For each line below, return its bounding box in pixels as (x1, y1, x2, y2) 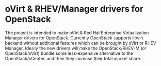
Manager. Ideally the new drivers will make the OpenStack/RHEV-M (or (5, 45, 146, 51)
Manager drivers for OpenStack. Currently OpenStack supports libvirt (5, 35, 144, 41)
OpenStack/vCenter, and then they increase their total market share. (5, 55, 142, 61)
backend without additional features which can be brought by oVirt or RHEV (5, 40, 157, 46)
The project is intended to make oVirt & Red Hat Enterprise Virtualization (5, 30, 149, 35)
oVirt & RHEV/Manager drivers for (5, 3, 144, 15)
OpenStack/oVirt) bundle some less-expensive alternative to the (5, 50, 133, 56)
